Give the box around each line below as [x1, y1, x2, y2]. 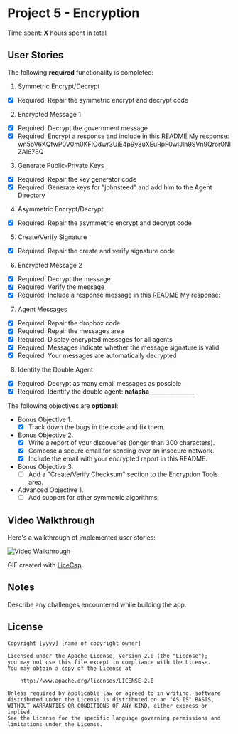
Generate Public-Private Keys [17, 161, 104, 169]
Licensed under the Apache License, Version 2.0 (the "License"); [7, 652, 208, 659]
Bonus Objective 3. [17, 463, 74, 471]
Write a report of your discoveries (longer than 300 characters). [28, 438, 215, 446]
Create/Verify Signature [17, 233, 87, 241]
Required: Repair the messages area [17, 327, 124, 335]
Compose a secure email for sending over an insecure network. [28, 446, 215, 455]
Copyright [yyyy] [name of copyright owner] [7, 639, 141, 647]
